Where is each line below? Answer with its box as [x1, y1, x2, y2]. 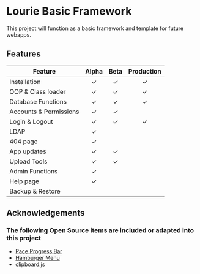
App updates [9, 147, 46, 156]
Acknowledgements [6, 208, 85, 218]
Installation [9, 77, 41, 86]
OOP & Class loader [9, 87, 66, 96]
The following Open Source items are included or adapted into [6, 226, 194, 235]
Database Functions [9, 97, 67, 105]
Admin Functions [9, 167, 58, 175]
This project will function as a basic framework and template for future [6, 25, 184, 32]
